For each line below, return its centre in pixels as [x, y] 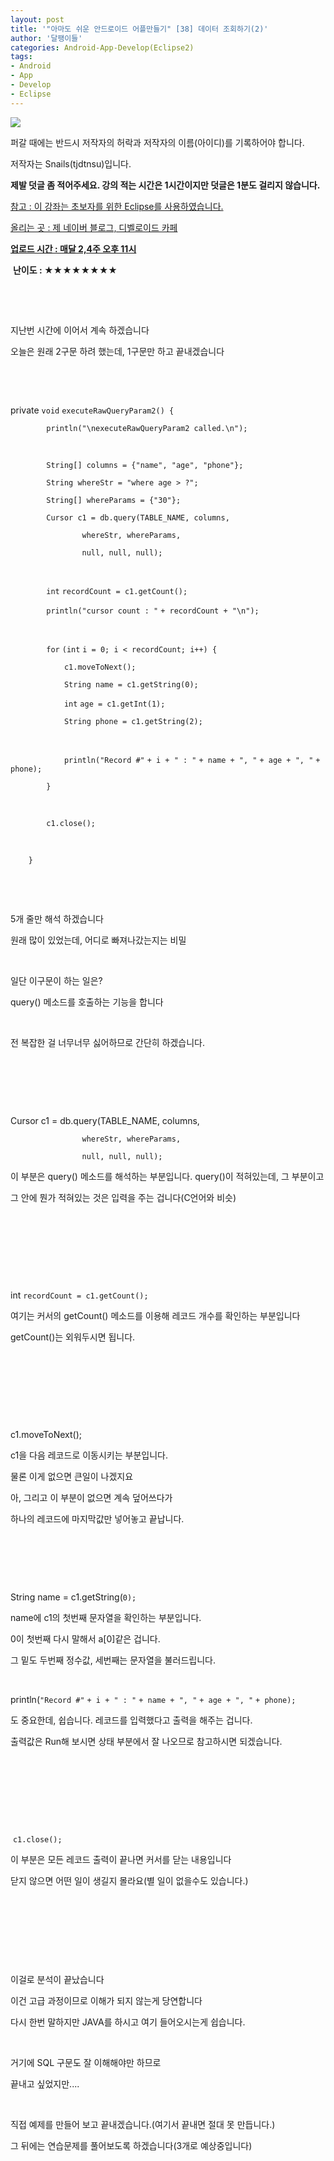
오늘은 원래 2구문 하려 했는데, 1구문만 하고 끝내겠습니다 [117, 351]
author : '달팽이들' [46, 38]
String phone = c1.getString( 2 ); [133, 721]
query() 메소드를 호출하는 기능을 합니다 [87, 1002]
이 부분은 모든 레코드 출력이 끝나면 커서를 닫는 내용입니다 [121, 1859]
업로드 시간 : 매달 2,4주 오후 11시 [73, 248]
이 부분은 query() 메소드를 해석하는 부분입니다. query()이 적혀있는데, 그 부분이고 [167, 1176]
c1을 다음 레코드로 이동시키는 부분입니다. [89, 1455]
